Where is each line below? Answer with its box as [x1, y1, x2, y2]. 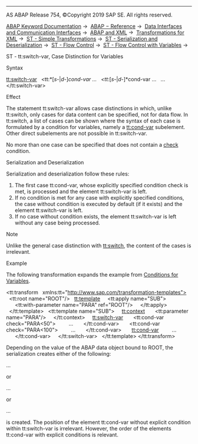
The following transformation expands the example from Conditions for [6, 271, 179, 278]
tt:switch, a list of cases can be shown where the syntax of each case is [6, 117, 181, 124]
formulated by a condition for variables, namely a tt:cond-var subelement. [6, 124, 186, 130]
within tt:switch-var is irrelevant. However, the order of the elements [6, 425, 172, 432]
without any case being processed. [14, 219, 100, 226]
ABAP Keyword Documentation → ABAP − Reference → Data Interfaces [6, 23, 183, 29]
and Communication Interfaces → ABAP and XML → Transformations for [6, 29, 184, 36]
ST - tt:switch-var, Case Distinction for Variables [6, 53, 124, 59]
